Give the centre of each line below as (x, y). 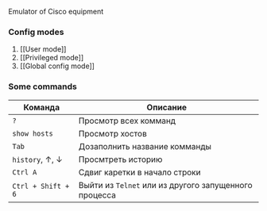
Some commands (43, 86)
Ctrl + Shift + (41, 186)
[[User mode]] (43, 49)
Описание (166, 107)
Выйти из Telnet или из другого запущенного (165, 185)
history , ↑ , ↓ (38, 159)
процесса (97, 195)
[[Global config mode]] (57, 66)
